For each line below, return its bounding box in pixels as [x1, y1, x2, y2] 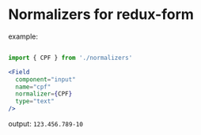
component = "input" [15, 75, 77, 84]
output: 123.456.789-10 [8, 119, 83, 129]
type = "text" [15, 97, 55, 106]
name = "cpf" [15, 83, 51, 91]
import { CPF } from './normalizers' [8, 54, 133, 62]
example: [8, 32, 38, 41]
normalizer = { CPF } [15, 90, 73, 98]
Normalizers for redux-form [8, 6, 194, 24]
